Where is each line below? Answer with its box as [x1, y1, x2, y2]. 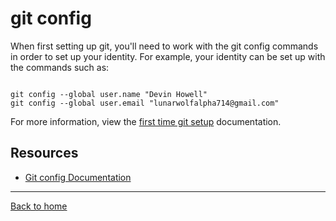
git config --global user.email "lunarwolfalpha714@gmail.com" [10, 98, 280, 108]
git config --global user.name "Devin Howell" [10, 89, 208, 99]
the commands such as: [10, 61, 110, 73]
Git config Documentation [24, 171, 132, 183]
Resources [10, 145, 79, 162]
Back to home [10, 200, 68, 212]
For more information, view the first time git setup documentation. [10, 115, 282, 127]
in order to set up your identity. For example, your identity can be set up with [10, 50, 326, 62]
